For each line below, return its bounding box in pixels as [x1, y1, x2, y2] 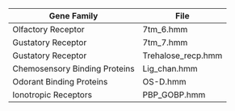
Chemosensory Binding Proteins [12, 64, 135, 74]
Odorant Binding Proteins [12, 76, 108, 87]
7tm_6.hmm [142, 24, 188, 35]
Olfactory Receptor [12, 24, 85, 35]
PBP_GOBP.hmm [142, 89, 206, 100]
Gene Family [48, 10, 99, 21]
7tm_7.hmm [142, 37, 188, 47]
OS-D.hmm [142, 76, 187, 87]
